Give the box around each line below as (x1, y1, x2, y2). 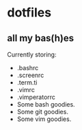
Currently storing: (7, 50, 57, 58)
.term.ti (16, 78, 38, 87)
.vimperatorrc (16, 93, 56, 101)
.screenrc (16, 71, 44, 79)
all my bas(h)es (7, 32, 74, 44)
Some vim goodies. (16, 115, 72, 123)
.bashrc (16, 64, 39, 72)
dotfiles (7, 5, 52, 21)
